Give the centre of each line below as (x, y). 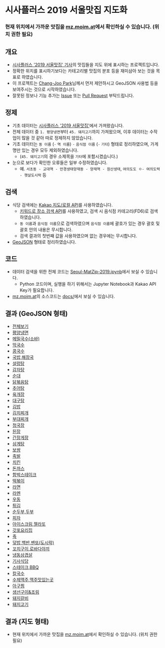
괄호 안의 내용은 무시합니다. (46, 229)
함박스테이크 (24, 475)
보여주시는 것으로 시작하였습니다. (44, 89)
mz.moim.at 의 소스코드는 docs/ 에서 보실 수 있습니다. (63, 297)
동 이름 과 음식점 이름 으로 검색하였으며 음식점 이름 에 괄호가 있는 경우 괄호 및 (90, 223)
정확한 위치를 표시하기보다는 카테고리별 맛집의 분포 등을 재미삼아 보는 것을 (83, 71)
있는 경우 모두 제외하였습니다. (50, 150)
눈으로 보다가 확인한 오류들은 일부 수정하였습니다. (60, 162)
